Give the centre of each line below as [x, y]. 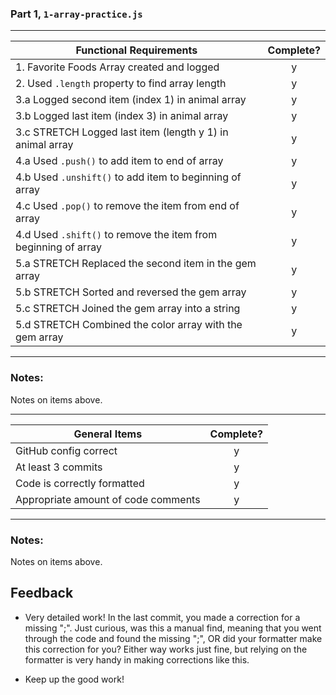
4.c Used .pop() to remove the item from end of [127, 206]
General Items [108, 434]
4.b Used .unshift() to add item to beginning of [128, 177]
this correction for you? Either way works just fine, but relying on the [166, 649]
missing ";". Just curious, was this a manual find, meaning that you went [173, 628]
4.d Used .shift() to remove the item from [116, 235]
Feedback [42, 593]
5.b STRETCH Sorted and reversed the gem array [131, 292]
